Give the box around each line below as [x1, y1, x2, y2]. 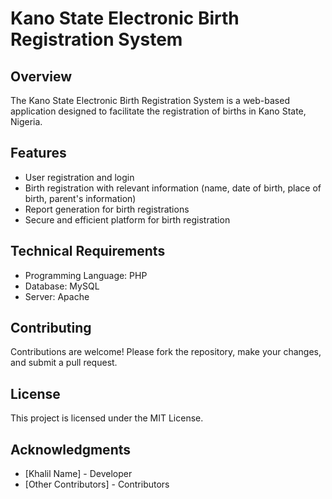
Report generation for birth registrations [24, 203, 190, 215]
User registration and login [24, 171, 135, 183]
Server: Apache [24, 290, 90, 302]
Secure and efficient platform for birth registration [24, 213, 231, 226]
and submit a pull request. [10, 357, 118, 369]
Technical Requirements [10, 243, 166, 260]
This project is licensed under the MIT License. [10, 412, 204, 424]
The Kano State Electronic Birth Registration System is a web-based [10, 95, 290, 106]
